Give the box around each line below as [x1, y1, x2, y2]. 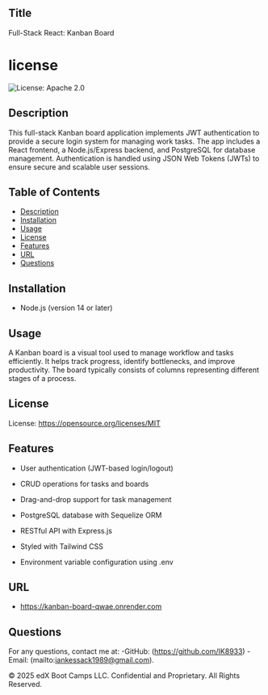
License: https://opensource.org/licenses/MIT [8, 418, 161, 428]
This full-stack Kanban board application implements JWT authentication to [8, 128, 260, 137]
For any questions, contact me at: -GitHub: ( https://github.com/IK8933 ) [8, 647, 245, 656]
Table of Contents [8, 185, 101, 199]
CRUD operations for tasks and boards [19, 479, 149, 488]
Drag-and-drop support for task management [19, 494, 172, 504]
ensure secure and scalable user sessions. [8, 161, 151, 172]
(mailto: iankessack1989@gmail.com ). [30, 655, 155, 665]
